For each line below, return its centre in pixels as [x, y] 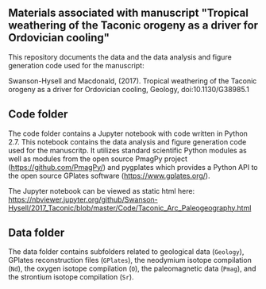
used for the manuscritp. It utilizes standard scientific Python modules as [128, 150]
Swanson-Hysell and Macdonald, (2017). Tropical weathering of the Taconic [133, 81]
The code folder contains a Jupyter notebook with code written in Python [128, 133]
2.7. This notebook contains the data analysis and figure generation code [127, 141]
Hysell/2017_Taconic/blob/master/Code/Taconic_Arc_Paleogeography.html [130, 208]
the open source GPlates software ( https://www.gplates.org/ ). [109, 175]
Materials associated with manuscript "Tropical [128, 13]
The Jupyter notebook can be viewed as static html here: [102, 191]
